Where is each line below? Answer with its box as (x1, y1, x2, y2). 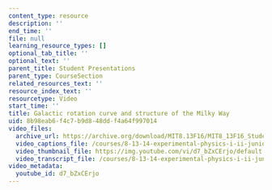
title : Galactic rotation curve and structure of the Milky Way (8, 110, 230, 118)
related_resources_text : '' (8, 79, 104, 87)
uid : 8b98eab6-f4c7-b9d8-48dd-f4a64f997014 (8, 117, 158, 125)
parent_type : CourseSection (8, 72, 104, 80)
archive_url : (15, 132, 60, 140)
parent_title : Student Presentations (8, 65, 136, 73)
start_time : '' (8, 102, 60, 110)
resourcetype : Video (8, 95, 79, 103)
